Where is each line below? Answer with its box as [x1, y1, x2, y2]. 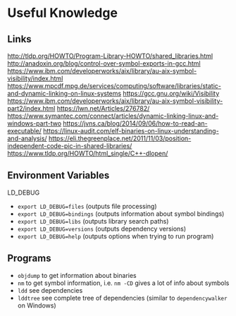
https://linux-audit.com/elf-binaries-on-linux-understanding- [43, 127, 220, 135]
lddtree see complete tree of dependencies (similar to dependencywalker [17, 293, 228, 302]
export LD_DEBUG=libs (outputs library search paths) [17, 217, 169, 225]
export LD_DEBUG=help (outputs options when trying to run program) [17, 231, 214, 241]
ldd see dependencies [17, 286, 83, 294]
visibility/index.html [7, 74, 63, 83]
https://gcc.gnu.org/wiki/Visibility [123, 90, 220, 97]
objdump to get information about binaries [17, 271, 137, 279]
